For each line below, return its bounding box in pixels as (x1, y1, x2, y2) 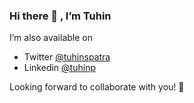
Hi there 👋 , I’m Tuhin (9, 9, 112, 23)
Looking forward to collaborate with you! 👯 (9, 81, 185, 93)
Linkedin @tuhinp (23, 62, 96, 74)
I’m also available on (9, 32, 93, 44)
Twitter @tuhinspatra (23, 51, 111, 63)
